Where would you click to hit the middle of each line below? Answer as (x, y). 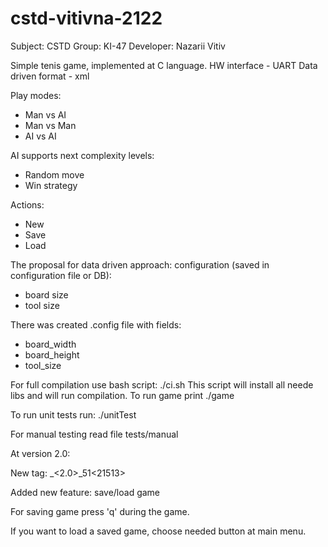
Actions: (27, 204)
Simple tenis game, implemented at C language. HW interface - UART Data (164, 65)
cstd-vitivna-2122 (86, 18)
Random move (54, 174)
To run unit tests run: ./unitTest (73, 414)
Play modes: (36, 95)
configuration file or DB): (61, 275)
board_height (52, 354)
